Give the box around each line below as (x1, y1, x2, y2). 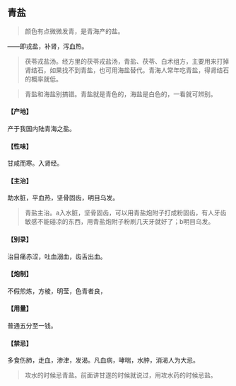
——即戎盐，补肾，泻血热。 (7, 42, 88, 50)
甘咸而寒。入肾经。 (7, 159, 64, 168)
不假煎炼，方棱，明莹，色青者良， (7, 286, 107, 295)
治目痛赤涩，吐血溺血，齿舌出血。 (7, 252, 107, 261)
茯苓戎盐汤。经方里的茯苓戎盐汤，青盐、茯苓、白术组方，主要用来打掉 (24, 57, 230, 65)
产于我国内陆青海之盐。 (7, 125, 76, 133)
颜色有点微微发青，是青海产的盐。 (24, 27, 124, 35)
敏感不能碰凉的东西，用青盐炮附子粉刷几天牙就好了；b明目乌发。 (24, 217, 215, 226)
